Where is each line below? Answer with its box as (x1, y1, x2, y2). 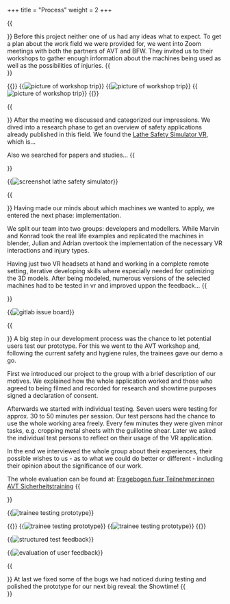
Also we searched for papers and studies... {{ (7, 151, 136, 159)
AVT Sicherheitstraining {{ (7, 482, 81, 490)
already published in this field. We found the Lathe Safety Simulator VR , (7, 130, 209, 138)
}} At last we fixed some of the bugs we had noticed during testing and (7, 575, 207, 583)
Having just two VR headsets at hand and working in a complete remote (7, 260, 209, 268)
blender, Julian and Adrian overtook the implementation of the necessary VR (7, 239, 222, 247)
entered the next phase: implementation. (7, 212, 122, 219)
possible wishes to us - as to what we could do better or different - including (7, 455, 223, 462)
